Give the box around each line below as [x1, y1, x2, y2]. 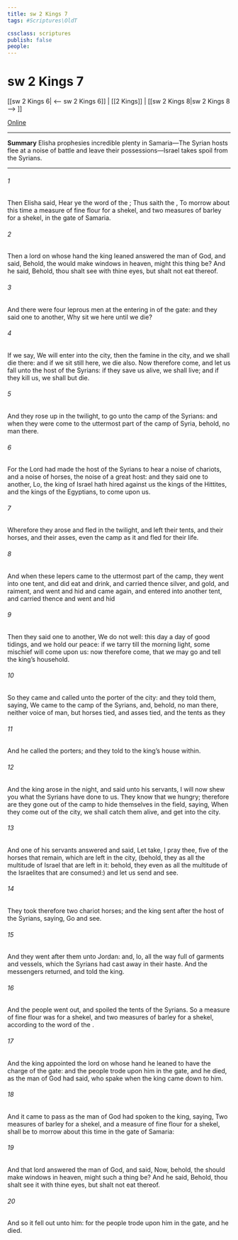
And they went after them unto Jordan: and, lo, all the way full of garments [7, 952, 225, 961]
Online [7, 118, 27, 127]
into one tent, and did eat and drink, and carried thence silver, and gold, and [7, 579, 229, 587]
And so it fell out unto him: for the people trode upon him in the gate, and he [7, 1219, 229, 1227]
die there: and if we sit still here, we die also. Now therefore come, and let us [7, 358, 231, 367]
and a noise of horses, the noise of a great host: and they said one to [7, 472, 209, 481]
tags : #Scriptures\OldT [7, 17, 78, 24]
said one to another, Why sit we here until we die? [7, 313, 152, 321]
